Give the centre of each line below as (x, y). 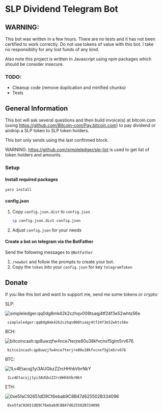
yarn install (18, 190)
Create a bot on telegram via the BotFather (49, 241)
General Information (37, 108)
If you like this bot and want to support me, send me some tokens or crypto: (82, 294)
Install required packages (32, 179)
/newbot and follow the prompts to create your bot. (63, 262)
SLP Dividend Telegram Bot (62, 9)
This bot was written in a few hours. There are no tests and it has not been (80, 39)
